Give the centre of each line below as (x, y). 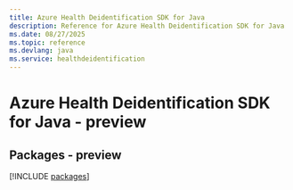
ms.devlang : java (41, 51)
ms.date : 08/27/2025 (48, 34)
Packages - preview (65, 155)
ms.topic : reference (48, 42)
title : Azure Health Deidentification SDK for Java (107, 17)
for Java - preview (78, 122)
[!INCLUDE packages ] (49, 176)
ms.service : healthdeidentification (77, 59)
